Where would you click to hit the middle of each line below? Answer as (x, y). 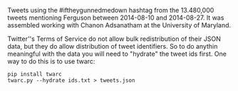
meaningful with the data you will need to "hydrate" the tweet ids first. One (117, 54)
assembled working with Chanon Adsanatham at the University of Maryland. (119, 25)
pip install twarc (35, 74)
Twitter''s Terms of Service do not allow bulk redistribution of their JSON (114, 39)
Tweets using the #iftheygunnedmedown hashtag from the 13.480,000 (111, 10)
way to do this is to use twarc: (51, 61)
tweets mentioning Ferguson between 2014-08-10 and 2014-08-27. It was (116, 18)
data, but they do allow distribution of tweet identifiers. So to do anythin (113, 46)
